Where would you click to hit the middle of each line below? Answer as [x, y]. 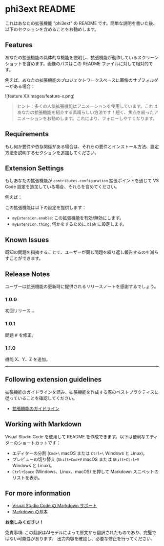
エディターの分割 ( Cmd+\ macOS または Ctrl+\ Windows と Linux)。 [80, 453]
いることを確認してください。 [48, 398]
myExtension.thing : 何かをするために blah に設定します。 [69, 224]
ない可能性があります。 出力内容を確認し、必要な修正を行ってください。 [82, 539]
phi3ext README [40, 9]
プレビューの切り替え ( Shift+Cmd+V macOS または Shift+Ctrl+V [76, 459]
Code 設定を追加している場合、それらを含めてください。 [62, 187]
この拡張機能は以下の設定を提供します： [46, 208]
